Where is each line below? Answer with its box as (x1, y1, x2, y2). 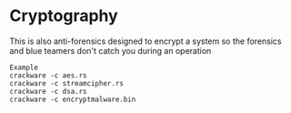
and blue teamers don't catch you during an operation (9, 45, 212, 56)
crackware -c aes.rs (9, 70, 88, 80)
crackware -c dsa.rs (9, 87, 88, 96)
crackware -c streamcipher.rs (9, 78, 125, 87)
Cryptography (9, 5, 118, 26)
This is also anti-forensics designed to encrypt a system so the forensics (9, 36, 282, 46)
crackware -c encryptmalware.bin (9, 95, 136, 104)
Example (9, 63, 39, 72)
